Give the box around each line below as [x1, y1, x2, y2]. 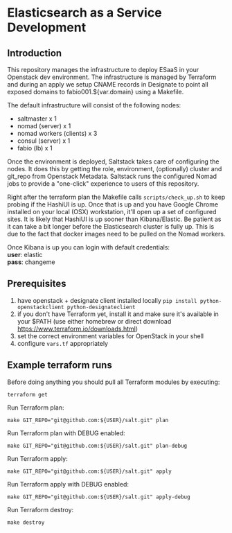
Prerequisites [7, 278, 66, 290]
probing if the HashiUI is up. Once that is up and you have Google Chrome [7, 200, 219, 209]
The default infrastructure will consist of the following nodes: [7, 101, 181, 109]
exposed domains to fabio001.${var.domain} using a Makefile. [7, 88, 184, 96]
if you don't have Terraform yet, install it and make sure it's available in [17, 310, 220, 318]
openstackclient [17, 304, 64, 311]
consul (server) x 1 [17, 137, 71, 145]
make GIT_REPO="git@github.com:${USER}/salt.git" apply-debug [7, 493, 190, 500]
